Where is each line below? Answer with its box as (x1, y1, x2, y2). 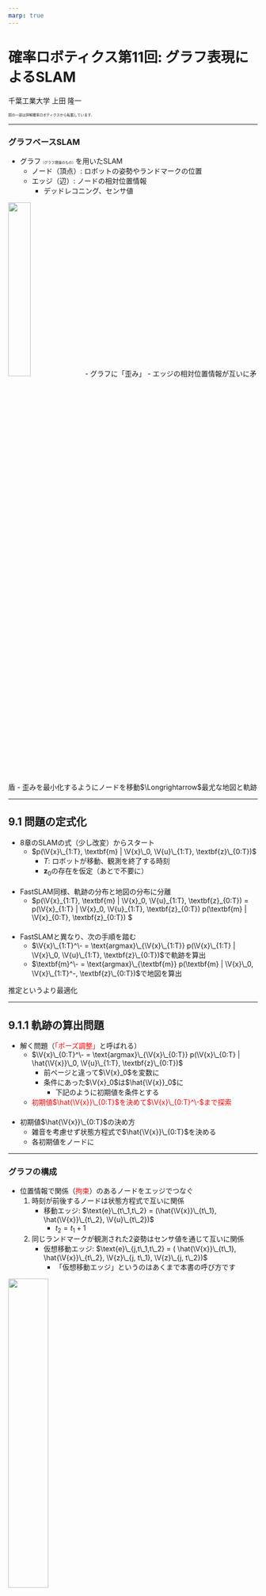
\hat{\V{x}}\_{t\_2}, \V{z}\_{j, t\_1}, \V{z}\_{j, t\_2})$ (43, 1253, 208, 1262)
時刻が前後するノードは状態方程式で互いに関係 (31, 1196, 184, 1205)
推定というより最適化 (8, 986, 78, 995)
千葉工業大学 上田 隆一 (8, 96, 82, 105)
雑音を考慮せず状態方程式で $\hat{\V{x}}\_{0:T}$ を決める (31, 1127, 217, 1137)
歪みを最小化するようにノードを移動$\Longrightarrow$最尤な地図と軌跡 (22, 782, 257, 792)
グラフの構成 (8, 1166, 58, 1178)
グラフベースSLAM (8, 136, 81, 147)
